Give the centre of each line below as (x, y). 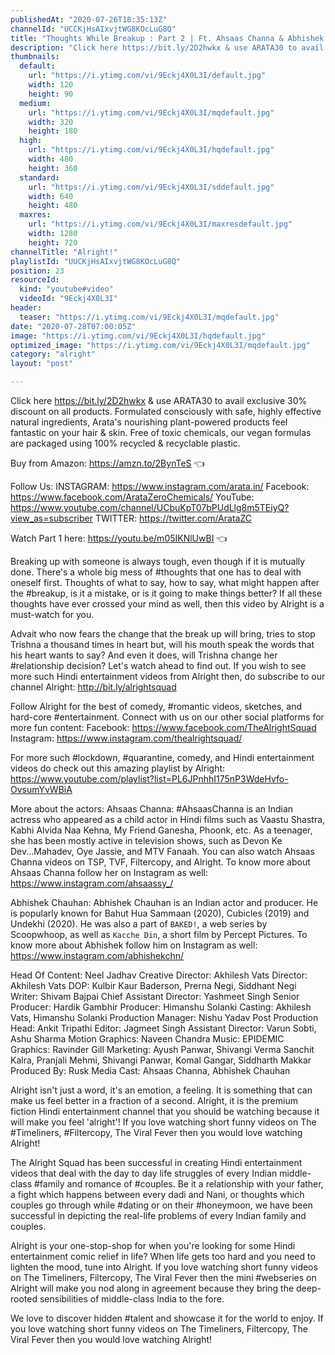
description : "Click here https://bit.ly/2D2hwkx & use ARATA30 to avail (167, 47)
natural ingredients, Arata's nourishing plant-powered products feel (149, 422)
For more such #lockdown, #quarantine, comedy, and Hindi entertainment (162, 757)
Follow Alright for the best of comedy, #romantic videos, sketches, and (156, 706)
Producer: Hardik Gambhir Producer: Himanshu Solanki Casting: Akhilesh (161, 1007)
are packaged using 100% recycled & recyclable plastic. (125, 443)
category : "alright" (53, 354)
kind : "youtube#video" (66, 289)
